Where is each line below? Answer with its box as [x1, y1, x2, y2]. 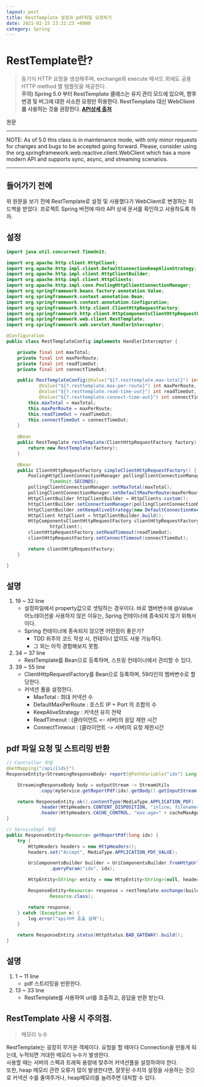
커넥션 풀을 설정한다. [24, 686, 73, 693]
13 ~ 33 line [15, 986, 44, 993]
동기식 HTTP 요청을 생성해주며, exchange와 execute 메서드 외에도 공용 [21, 75, 191, 83]
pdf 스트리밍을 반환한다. [24, 980, 82, 987]
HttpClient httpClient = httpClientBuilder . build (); [28, 513, 165, 519]
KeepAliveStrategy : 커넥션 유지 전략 [33, 709, 121, 716]
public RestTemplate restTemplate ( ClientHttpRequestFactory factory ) [17, 440, 197, 446]
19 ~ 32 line [15, 598, 44, 605]
